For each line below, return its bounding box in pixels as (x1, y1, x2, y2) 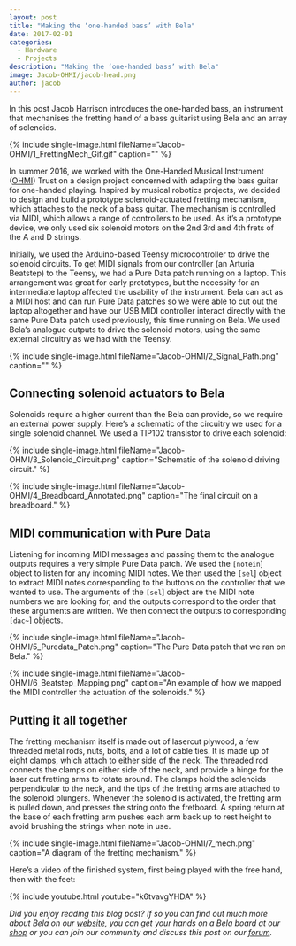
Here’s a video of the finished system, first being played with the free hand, (9, 865, 283, 875)
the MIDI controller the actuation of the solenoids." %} (9, 687, 206, 698)
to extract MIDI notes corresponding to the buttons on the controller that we (9, 578, 285, 588)
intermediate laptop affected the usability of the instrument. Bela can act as (9, 286, 284, 297)
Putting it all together (9, 712, 128, 727)
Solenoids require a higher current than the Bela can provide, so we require (9, 409, 283, 420)
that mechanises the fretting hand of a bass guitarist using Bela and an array (9, 112, 288, 123)
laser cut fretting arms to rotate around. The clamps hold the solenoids (9, 774, 267, 785)
